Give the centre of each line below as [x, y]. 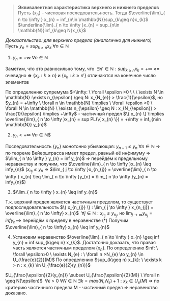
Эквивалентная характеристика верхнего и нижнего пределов [88, 7]
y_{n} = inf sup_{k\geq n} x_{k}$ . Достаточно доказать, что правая [84, 242]
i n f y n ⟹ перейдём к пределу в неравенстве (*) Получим [67, 221]
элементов [17, 82]
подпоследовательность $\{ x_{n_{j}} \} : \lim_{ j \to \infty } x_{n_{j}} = [80, 207]
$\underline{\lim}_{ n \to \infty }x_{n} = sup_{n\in [68, 25]
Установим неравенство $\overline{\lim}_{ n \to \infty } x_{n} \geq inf [86, 237]
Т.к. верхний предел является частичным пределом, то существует [79, 202]
